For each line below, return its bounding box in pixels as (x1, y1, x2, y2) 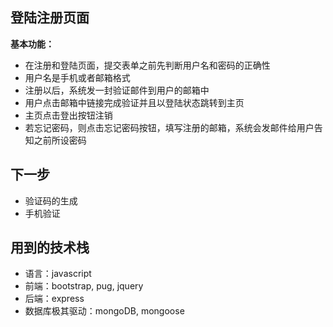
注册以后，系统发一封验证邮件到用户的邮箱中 (24, 84, 210, 96)
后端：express (24, 293, 85, 305)
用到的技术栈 (10, 239, 90, 257)
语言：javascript (24, 268, 92, 280)
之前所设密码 (33, 134, 87, 146)
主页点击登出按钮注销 (24, 109, 113, 121)
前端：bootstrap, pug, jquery (24, 280, 144, 292)
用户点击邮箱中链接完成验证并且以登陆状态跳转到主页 (24, 96, 245, 108)
